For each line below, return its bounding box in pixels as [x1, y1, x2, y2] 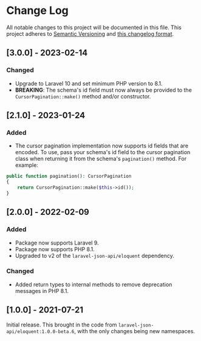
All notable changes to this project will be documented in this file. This [6, 24, 182, 31]
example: [15, 161, 38, 169]
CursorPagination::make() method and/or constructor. [15, 92, 151, 100]
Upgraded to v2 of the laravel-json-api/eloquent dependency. [15, 252, 175, 259]
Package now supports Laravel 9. [15, 239, 99, 246]
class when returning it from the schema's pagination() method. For [15, 155, 187, 163]
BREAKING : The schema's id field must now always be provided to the [15, 86, 192, 93]
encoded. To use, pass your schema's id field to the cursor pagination [15, 149, 191, 156]
